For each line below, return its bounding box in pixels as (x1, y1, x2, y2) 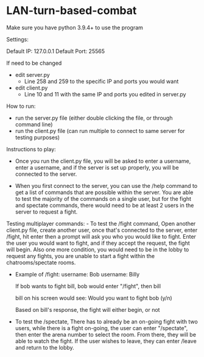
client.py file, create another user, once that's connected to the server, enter (6, 226, 198, 234)
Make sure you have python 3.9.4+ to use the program (6, 24, 143, 31)
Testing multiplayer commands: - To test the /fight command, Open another (6, 220, 196, 227)
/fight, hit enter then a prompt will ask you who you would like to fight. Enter (6, 233, 197, 240)
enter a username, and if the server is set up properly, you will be (15, 164, 179, 171)
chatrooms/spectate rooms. (6, 259, 76, 266)
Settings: (6, 35, 29, 43)
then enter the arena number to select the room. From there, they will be (15, 331, 197, 338)
